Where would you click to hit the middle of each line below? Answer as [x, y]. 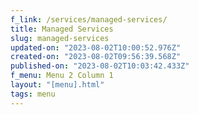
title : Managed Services [62, 29]
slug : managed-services [60, 38]
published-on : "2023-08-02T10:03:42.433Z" [100, 66]
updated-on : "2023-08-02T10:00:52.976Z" [96, 47]
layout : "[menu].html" [57, 85]
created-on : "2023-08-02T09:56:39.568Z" [96, 57]
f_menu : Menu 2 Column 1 [62, 76]
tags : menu [33, 94]
